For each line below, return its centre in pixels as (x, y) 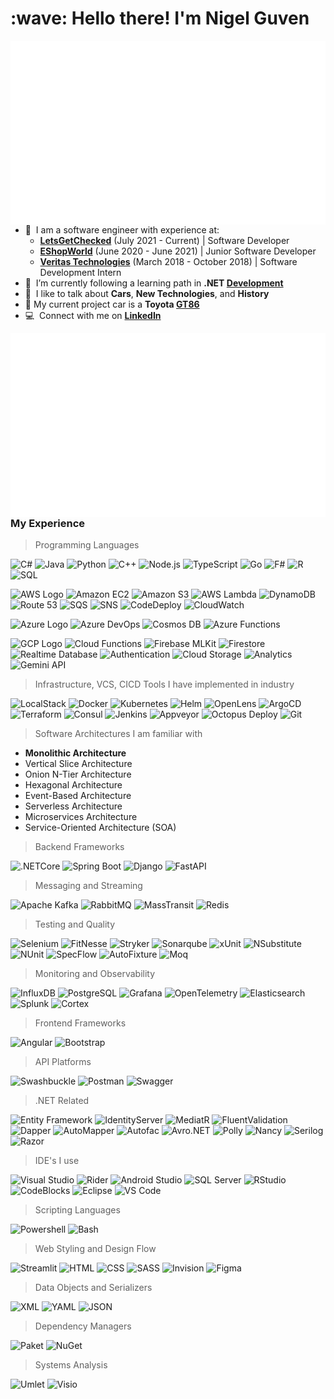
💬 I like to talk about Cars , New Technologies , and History (147, 293)
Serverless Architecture (73, 806)
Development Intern (80, 272)
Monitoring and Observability (95, 974)
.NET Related (62, 1101)
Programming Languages (87, 545)
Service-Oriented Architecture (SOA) (100, 828)
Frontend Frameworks (80, 1023)
